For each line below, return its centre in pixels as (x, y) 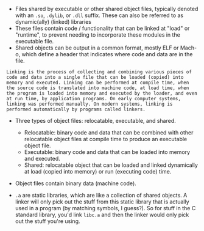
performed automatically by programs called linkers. (76, 109)
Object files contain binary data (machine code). (76, 183)
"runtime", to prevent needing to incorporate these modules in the (98, 35)
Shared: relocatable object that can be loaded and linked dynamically (111, 165)
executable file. (34, 41)
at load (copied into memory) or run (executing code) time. (98, 171)
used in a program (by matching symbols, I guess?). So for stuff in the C (105, 208)
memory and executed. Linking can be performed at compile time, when (98, 82)
